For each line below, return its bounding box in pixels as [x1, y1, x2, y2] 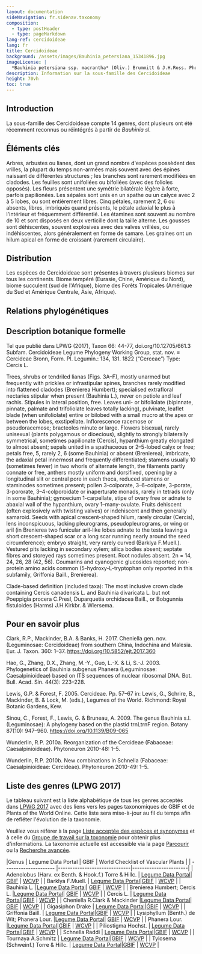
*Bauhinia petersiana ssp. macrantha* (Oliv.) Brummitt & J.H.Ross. [11, 64, 187, 71]
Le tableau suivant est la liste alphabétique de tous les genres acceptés [6, 797, 183, 804]
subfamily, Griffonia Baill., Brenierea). [6, 571, 98, 578]
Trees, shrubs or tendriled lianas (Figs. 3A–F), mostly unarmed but [6, 373, 170, 380]
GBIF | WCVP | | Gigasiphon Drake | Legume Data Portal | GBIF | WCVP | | [6, 903, 186, 910]
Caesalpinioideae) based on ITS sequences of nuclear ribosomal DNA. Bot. [6, 672, 192, 679]
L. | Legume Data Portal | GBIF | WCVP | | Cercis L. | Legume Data [6, 890, 167, 898]
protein [6, 564, 24, 571]
